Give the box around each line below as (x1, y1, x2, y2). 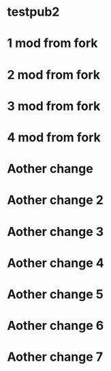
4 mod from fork (7, 130, 101, 145)
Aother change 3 (7, 224, 104, 239)
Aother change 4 (7, 255, 104, 271)
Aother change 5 (7, 286, 104, 302)
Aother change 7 (7, 349, 104, 365)
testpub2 (7, 4, 60, 20)
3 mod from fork (7, 98, 101, 114)
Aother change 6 (7, 318, 104, 333)
